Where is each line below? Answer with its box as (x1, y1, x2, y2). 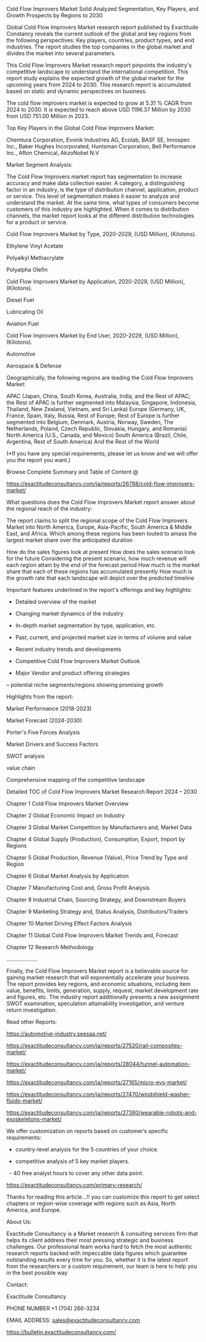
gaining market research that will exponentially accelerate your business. (6, 974, 191, 981)
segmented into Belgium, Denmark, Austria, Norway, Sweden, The (6, 419, 174, 425)
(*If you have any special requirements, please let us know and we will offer (6, 450, 198, 457)
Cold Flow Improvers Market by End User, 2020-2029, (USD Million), (6, 332, 180, 339)
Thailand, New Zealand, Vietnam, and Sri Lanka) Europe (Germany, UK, (6, 406, 186, 412)
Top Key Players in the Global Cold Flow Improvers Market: (6, 124, 155, 131)
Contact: (6, 1281, 29, 1288)
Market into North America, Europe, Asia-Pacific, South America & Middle (6, 523, 192, 531)
